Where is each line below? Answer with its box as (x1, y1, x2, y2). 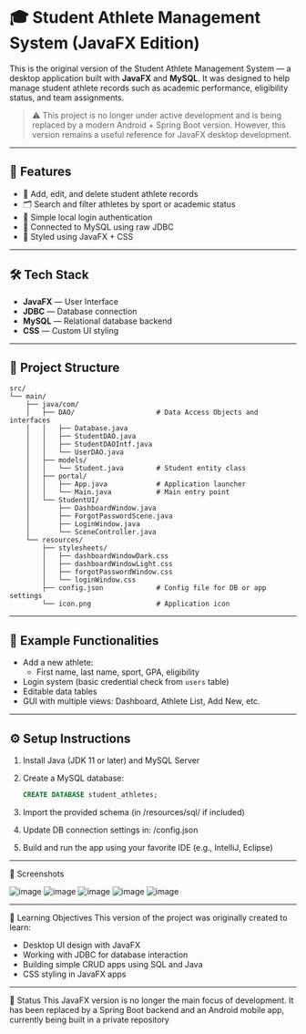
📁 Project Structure (9, 359, 120, 375)
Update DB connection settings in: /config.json (22, 824, 199, 835)
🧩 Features (9, 164, 72, 180)
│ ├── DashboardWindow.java (25, 503, 157, 513)
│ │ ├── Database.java (25, 424, 128, 433)
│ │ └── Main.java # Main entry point (25, 488, 230, 497)
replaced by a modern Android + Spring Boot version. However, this (31, 119, 286, 130)
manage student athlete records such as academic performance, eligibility (9, 82, 289, 93)
